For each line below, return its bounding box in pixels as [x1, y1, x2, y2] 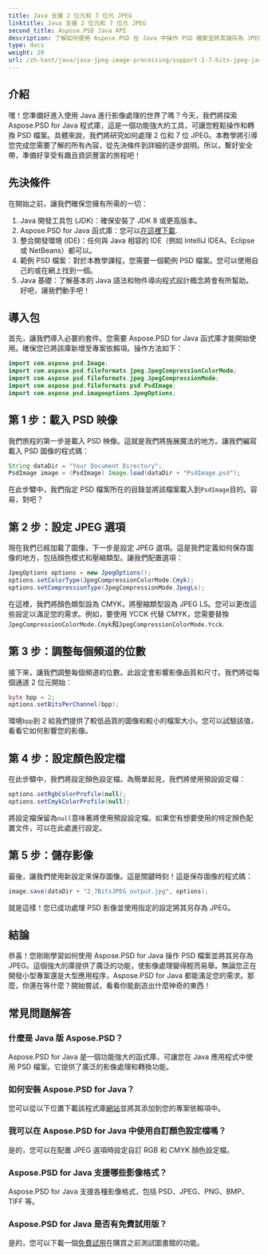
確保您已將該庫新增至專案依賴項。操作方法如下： [22, 344, 183, 353]
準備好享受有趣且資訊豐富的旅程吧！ [22, 150, 141, 160]
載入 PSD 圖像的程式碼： [8, 446, 89, 456]
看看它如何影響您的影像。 [8, 726, 93, 736]
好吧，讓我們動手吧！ [19, 285, 90, 295]
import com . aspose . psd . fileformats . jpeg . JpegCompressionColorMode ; [8, 367, 238, 375]
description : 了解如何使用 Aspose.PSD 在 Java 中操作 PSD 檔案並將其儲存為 [8, 34, 244, 42]
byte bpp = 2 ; [8, 693, 56, 701]
